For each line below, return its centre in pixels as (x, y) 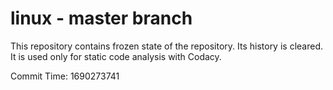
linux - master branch (101, 18)
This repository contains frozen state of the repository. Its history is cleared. (166, 46)
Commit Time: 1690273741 (65, 76)
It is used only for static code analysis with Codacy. (116, 56)
